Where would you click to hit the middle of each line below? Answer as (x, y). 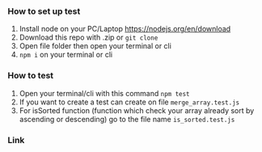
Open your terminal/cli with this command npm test (105, 93)
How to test (31, 76)
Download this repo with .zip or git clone (89, 37)
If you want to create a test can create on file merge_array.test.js (129, 102)
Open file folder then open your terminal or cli (95, 46)
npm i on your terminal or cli (66, 55)
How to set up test (44, 11)
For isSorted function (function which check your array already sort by (137, 110)
